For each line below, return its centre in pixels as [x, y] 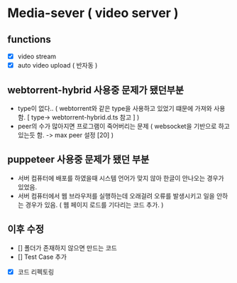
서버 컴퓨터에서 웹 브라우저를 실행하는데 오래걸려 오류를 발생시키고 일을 [116, 196]
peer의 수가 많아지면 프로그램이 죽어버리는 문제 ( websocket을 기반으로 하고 [124, 126]
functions [29, 39]
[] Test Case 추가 [42, 257]
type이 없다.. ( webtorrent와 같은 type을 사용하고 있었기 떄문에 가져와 [115, 108]
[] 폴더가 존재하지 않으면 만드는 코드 [67, 247]
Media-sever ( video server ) [93, 13]
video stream [37, 56]
